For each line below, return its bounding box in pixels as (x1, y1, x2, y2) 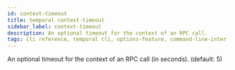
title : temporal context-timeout (7, 17, 105, 24)
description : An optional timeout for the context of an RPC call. (7, 29, 208, 37)
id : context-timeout (7, 10, 68, 17)
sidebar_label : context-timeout (7, 23, 101, 30)
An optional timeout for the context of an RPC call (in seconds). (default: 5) (7, 55, 222, 63)
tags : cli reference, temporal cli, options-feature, (7, 36, 168, 43)
